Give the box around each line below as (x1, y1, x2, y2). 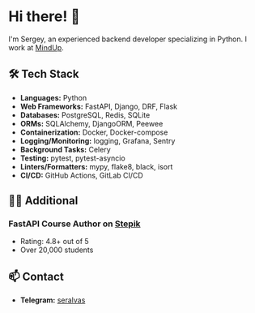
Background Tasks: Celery (19, 144, 111, 154)
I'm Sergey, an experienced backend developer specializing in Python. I (8, 34, 248, 44)
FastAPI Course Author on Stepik (8, 218, 141, 229)
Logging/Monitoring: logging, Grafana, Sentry (19, 135, 176, 145)
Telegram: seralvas (19, 295, 86, 305)
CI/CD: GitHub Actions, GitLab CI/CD (19, 170, 143, 180)
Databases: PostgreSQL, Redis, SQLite (19, 109, 151, 120)
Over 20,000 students (19, 245, 94, 255)
